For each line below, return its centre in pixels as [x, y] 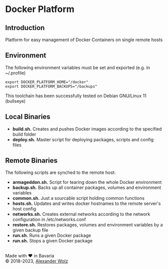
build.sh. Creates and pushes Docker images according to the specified [87, 129]
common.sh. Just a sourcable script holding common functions [78, 198]
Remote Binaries [31, 161]
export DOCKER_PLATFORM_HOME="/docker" [47, 82]
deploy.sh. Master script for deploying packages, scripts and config [83, 139]
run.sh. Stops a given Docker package [52, 241]
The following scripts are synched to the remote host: [60, 173]
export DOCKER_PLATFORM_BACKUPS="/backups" [51, 86]
